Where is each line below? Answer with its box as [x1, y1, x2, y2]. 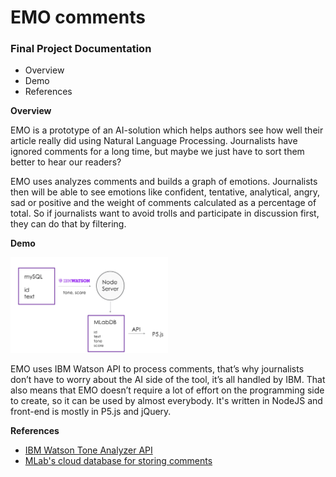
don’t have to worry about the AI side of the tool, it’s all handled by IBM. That [10, 374, 326, 386]
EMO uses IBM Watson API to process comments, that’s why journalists [10, 363, 305, 375]
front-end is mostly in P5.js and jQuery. [10, 406, 172, 418]
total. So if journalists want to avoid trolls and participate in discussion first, [10, 207, 320, 220]
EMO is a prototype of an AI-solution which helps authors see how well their [10, 124, 324, 136]
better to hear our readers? [10, 156, 122, 168]
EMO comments [10, 6, 146, 29]
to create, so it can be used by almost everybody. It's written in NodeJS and [10, 395, 323, 407]
